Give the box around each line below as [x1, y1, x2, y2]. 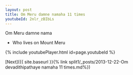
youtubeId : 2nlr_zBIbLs [5, 16, 55, 21]
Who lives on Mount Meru [12, 40, 66, 46]
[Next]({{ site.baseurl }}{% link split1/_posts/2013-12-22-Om [5, 59, 128, 65]
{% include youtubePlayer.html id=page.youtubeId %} [5, 49, 116, 55]
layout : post [5, 7, 32, 12]
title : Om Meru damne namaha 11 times [5, 12, 85, 17]
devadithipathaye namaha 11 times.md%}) [5, 64, 91, 70]
